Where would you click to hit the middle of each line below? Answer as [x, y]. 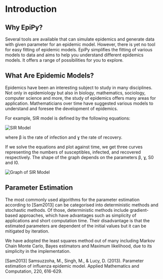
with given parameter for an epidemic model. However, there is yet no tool [80, 44]
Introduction [31, 9]
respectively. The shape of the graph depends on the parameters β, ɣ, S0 [80, 157]
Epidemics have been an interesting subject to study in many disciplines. [79, 87]
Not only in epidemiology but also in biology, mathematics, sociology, [75, 93]
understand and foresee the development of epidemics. [62, 108]
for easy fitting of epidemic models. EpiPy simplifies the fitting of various [79, 50]
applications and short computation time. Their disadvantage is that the [78, 220]
